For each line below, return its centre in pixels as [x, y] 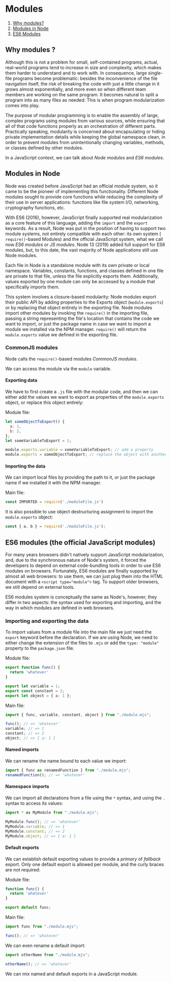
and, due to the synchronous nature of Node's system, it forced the [76, 560]
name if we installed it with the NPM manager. [53, 483]
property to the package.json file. [40, 648]
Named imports [22, 750]
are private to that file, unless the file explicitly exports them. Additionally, [82, 276]
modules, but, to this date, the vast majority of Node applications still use [82, 250]
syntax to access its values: [34, 803]
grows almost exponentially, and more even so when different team [76, 89]
